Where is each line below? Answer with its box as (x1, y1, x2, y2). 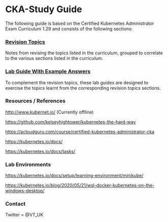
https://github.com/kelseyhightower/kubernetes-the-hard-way (5, 119, 136, 125)
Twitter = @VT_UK (5, 212, 44, 218)
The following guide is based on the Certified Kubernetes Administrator (5, 20, 154, 26)
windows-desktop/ (5, 188, 45, 194)
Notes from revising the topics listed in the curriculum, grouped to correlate (5, 50, 163, 56)
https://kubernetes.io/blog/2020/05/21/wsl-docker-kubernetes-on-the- (5, 182, 155, 189)
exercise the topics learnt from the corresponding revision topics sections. (5, 85, 161, 91)
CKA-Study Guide (5, 4, 82, 15)
